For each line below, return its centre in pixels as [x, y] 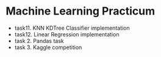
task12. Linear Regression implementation [67, 34]
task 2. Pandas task [39, 41]
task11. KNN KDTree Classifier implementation [72, 28]
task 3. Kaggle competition [48, 47]
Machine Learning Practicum [80, 11]
